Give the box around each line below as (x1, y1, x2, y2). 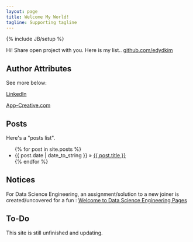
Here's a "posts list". (6, 134, 56, 141)
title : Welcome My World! (6, 14, 69, 20)
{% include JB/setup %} (6, 36, 64, 43)
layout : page (6, 8, 38, 15)
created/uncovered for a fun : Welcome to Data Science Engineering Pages (6, 196, 187, 203)
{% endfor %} (14, 158, 49, 165)
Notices (6, 175, 35, 185)
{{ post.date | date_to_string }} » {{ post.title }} (14, 152, 126, 158)
